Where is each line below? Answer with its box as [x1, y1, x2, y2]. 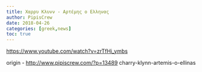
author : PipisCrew [6, 14, 52, 20]
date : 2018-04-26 [6, 20, 50, 26]
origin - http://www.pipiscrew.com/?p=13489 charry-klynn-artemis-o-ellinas [6, 59, 196, 67]
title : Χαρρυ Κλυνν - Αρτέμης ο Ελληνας [6, 8, 110, 15]
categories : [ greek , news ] [6, 25, 71, 32]
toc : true [6, 31, 31, 37]
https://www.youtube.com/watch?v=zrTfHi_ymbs [6, 47, 128, 55]
